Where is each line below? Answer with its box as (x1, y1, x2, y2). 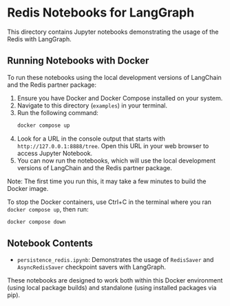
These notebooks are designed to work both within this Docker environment (7, 276, 223, 285)
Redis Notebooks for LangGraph (7, 5, 195, 21)
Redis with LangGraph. (7, 34, 72, 43)
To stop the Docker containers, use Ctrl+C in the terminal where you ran (7, 198, 212, 206)
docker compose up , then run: (7, 205, 89, 213)
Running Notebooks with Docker (7, 55, 149, 67)
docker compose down (7, 218, 67, 225)
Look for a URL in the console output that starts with (17, 134, 165, 143)
